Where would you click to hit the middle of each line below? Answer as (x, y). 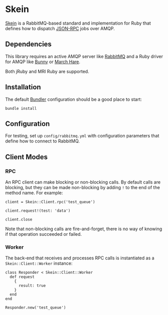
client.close (19, 220)
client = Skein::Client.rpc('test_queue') (50, 202)
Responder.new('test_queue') (36, 308)
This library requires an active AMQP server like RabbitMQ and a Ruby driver (84, 56)
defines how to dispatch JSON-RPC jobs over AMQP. (60, 28)
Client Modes (27, 157)
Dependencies (28, 44)
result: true (32, 286)
